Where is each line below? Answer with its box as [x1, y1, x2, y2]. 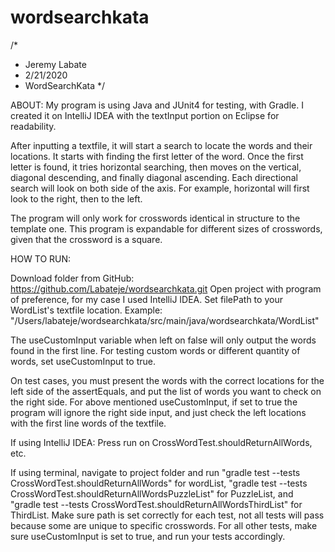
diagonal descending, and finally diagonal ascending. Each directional [10, 171, 298, 183]
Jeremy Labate [24, 58, 87, 70]
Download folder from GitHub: [10, 272, 135, 284]
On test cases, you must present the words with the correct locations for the [10, 374, 325, 386]
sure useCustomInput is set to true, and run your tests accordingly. [10, 530, 286, 542]
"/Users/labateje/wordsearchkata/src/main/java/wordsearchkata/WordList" [10, 314, 320, 326]
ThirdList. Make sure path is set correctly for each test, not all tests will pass [10, 509, 325, 521]
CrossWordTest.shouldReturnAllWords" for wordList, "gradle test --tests [10, 477, 308, 489]
